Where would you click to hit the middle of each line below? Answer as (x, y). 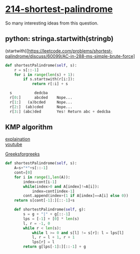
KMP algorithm (29, 127)
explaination (18, 139)
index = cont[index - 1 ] (53, 191)
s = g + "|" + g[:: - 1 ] (47, 214)
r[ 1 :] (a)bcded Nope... (41, 102)
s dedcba (29, 93)
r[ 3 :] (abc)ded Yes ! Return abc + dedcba (60, 111)
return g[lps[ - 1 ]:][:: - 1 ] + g (54, 247)
